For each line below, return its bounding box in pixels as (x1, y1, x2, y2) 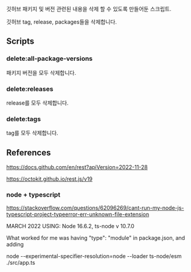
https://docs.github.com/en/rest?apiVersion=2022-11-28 (6, 164, 148, 171)
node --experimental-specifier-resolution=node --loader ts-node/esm (6, 253, 182, 260)
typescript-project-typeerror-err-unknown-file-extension (6, 211, 150, 218)
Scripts (6, 36, 35, 47)
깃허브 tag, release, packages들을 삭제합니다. (6, 18, 117, 26)
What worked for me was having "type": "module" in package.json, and (6, 234, 186, 242)
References (6, 147, 51, 158)
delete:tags (6, 114, 41, 123)
